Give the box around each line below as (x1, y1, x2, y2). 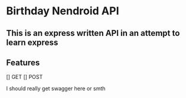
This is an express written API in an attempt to (6, 28, 180, 38)
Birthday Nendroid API (6, 4, 119, 18)
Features (6, 57, 40, 68)
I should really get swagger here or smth (6, 85, 106, 92)
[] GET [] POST (6, 73, 43, 81)
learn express (6, 37, 58, 47)
